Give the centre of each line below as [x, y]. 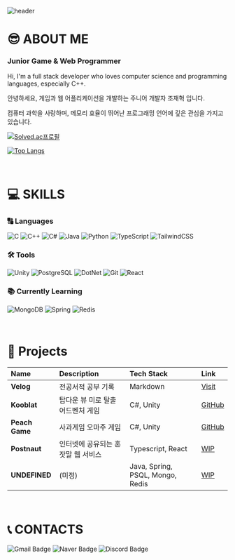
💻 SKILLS [36, 194]
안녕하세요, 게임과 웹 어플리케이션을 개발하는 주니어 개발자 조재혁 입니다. [106, 98]
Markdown [147, 386]
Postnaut [26, 448]
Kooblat [24, 405]
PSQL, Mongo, [153, 475]
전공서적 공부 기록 [87, 387]
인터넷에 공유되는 [86, 444]
